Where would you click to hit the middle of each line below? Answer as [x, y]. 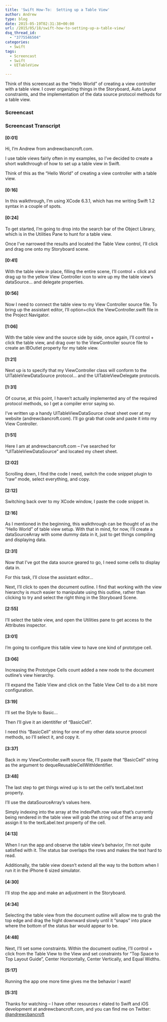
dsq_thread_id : [21, 33]
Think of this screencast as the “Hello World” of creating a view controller [81, 84]
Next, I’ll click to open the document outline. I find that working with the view [83, 587]
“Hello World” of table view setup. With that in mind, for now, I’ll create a [79, 529]
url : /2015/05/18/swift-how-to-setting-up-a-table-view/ [65, 28]
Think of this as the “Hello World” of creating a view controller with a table [81, 173]
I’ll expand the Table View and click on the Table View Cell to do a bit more [82, 685]
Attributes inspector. [26, 625]
